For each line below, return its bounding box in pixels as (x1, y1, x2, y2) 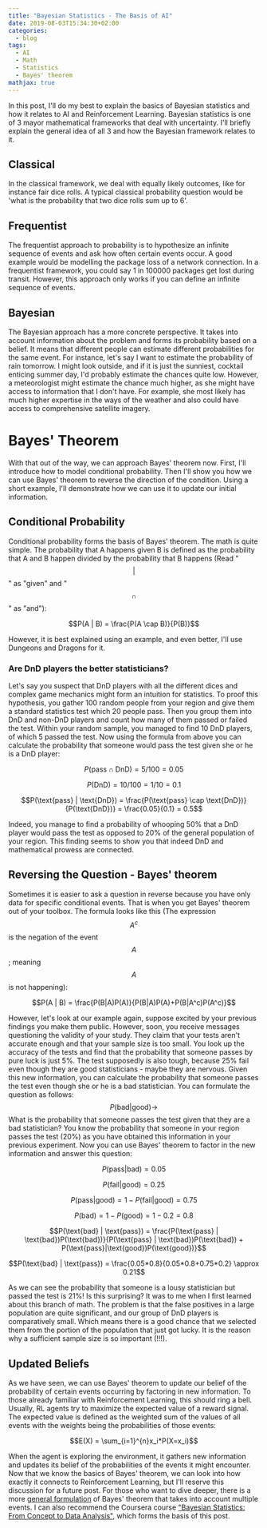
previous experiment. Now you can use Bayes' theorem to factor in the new (8, 1140, 257, 1150)
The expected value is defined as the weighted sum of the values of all (8, 1412, 241, 1422)
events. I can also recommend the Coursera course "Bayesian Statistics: (8, 1502, 245, 1512)
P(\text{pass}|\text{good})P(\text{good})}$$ (61, 1243, 207, 1253)
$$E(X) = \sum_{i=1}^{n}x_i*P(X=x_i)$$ (69, 1436, 198, 1446)
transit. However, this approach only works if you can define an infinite (8, 274, 241, 284)
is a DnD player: (8, 748, 61, 758)
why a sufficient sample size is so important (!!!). (8, 1334, 167, 1343)
